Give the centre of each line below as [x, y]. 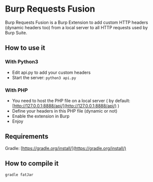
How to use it [25, 48]
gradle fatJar [19, 175]
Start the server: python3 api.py [44, 77]
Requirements [27, 137]
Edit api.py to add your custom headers [51, 72]
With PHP [16, 90]
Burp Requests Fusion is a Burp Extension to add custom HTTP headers [77, 22]
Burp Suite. [16, 33]
